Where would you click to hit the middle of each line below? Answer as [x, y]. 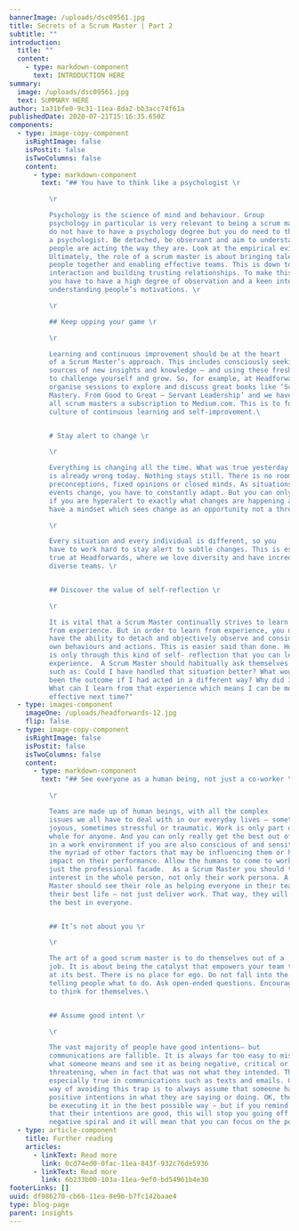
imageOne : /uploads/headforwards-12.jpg [101, 713]
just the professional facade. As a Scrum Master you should [166, 870]
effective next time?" [91, 696]
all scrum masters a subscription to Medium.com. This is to [164, 403]
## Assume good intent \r [97, 1016]
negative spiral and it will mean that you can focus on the [164, 1122]
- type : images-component [65, 705]
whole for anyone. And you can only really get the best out [164, 836]
